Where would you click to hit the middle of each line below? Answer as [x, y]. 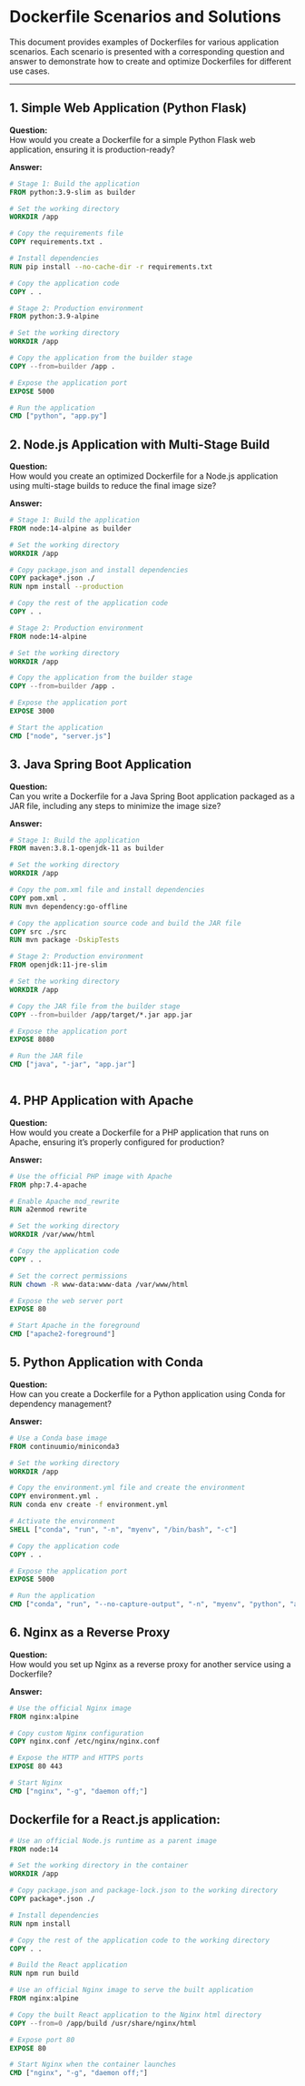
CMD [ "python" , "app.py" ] [58, 416]
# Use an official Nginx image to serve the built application [132, 1990]
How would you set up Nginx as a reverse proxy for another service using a [150, 1664]
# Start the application [56, 727]
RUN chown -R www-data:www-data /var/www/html [99, 1284]
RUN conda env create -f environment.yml [89, 1505]
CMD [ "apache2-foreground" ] [63, 1334]
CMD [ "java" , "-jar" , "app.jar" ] [73, 1065]
